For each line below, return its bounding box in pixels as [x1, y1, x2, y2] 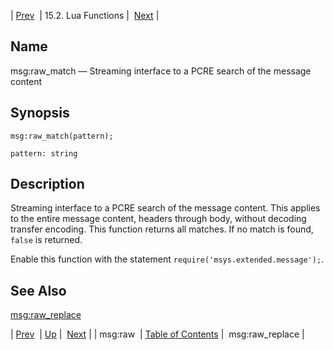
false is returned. [10, 234, 83, 246]
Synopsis [10, 105, 70, 122]
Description [10, 176, 85, 193]
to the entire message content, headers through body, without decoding [10, 213, 307, 225]
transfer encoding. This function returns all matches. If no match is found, [10, 223, 314, 235]
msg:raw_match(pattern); [10, 131, 114, 141]
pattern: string [10, 148, 78, 159]
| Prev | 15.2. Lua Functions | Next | [10, 10, 160, 21]
